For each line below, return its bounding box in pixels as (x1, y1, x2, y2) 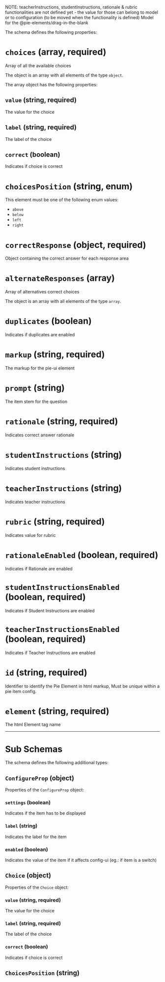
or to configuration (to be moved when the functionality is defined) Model (5, 15, 154, 20)
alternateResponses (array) (5, 272, 115, 284)
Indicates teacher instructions (5, 499, 65, 504)
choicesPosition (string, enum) (5, 181, 133, 192)
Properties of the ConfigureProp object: (5, 787, 84, 793)
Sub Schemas (5, 743, 63, 755)
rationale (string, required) (5, 416, 118, 427)
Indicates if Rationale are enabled (5, 565, 73, 571)
